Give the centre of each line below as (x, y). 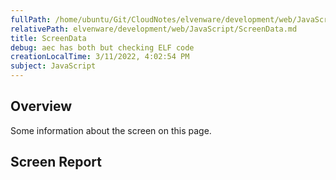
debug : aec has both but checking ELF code (102, 47)
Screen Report (56, 162)
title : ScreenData (48, 38)
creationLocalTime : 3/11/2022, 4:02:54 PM (100, 57)
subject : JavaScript (53, 66)
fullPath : (31, 19)
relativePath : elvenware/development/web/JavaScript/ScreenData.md (154, 29)
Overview (41, 106)
